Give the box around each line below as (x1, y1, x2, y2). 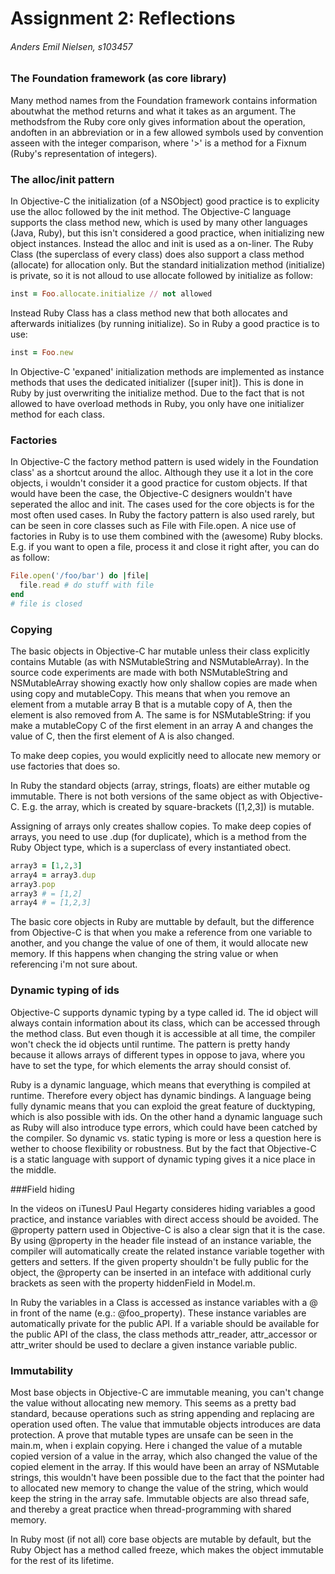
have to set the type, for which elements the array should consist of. (10, 1059, 292, 1071)
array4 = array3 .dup (10, 870, 97, 880)
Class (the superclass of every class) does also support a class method (10, 248, 305, 261)
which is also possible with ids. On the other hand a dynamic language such (10, 1110, 323, 1122)
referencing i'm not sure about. (10, 958, 138, 971)
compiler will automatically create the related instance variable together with (10, 1245, 325, 1257)
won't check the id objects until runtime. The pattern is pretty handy (10, 1038, 291, 1050)
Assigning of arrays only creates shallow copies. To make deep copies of (10, 820, 312, 832)
